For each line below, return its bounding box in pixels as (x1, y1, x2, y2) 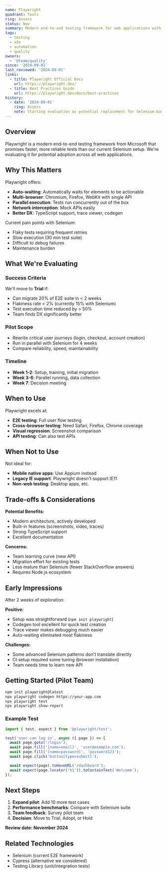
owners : (5, 53, 21, 59)
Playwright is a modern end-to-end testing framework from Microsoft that (5, 140, 157, 147)
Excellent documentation (12, 534, 64, 540)
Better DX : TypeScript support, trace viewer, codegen (12, 210, 123, 216)
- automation (9, 44, 37, 49)
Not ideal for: (5, 461, 32, 467)
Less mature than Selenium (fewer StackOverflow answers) (12, 564, 134, 570)
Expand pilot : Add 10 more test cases (12, 799, 89, 805)
